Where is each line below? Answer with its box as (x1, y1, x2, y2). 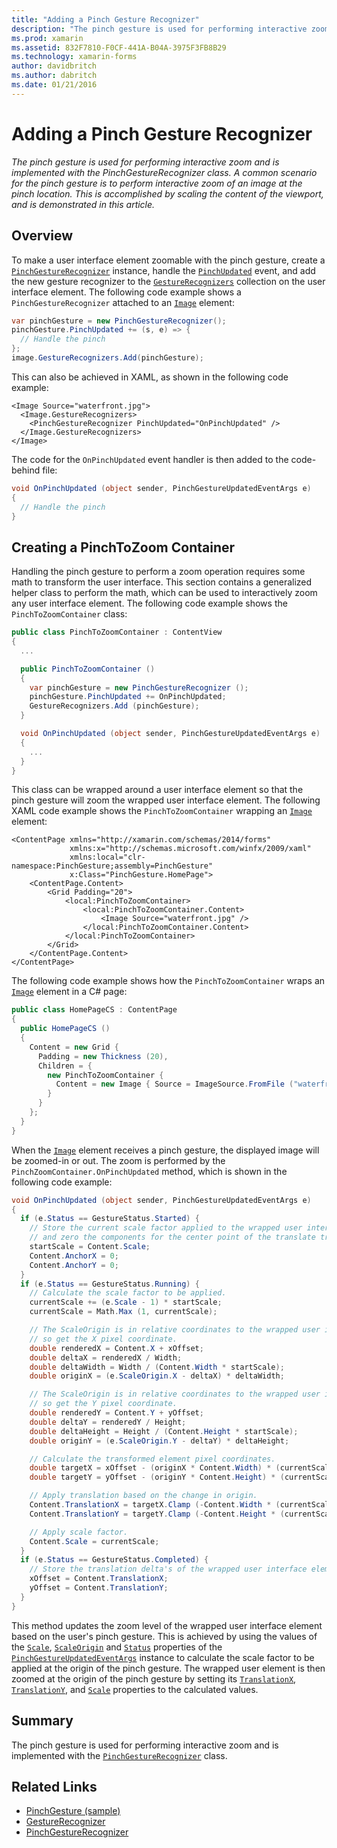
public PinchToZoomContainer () (20, 664, 156, 674)
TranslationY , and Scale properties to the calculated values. (11, 1683, 259, 1695)
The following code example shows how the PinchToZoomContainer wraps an (11, 975, 326, 987)
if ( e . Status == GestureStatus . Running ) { (20, 1279, 200, 1289)
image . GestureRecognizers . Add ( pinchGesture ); (11, 353, 204, 363)
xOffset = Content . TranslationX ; (29, 1574, 169, 1584)
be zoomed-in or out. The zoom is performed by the (11, 1154, 226, 1166)
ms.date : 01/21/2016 (11, 80, 98, 90)
